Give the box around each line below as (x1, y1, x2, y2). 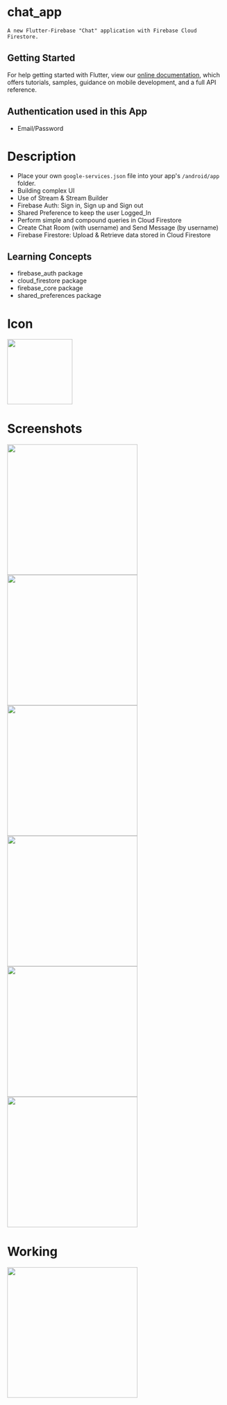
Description (7, 148, 76, 164)
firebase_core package (17, 284, 83, 292)
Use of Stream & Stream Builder (17, 193, 109, 202)
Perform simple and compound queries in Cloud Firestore (17, 216, 182, 224)
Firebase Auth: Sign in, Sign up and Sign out (17, 201, 144, 209)
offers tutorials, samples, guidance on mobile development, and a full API (7, 78, 217, 86)
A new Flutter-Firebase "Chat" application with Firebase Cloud (7, 27, 197, 34)
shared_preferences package (17, 292, 102, 300)
